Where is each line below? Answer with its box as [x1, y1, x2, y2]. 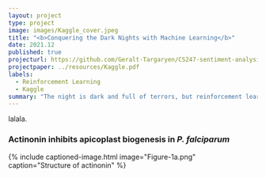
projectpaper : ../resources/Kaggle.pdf [8, 63, 140, 71]
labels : [8, 70, 34, 78]
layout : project [8, 11, 62, 20]
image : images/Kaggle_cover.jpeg [8, 26, 119, 34]
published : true [8, 48, 62, 56]
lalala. [8, 114, 28, 123]
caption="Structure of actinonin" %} [8, 160, 127, 170]
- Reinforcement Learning [15, 78, 101, 85]
